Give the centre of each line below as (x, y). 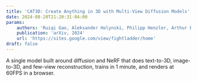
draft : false (22, 44)
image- (182, 60)
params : (16, 22)
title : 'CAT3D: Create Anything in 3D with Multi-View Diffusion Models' (98, 11)
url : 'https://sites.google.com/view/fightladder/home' (86, 38)
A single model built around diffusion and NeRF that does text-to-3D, (89, 60)
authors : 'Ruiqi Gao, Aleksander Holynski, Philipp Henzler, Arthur (102, 28)
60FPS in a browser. (30, 73)
